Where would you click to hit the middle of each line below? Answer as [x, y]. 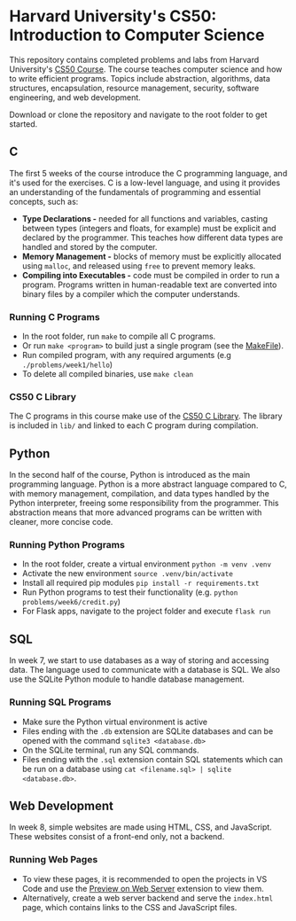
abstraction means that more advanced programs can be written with [136, 512]
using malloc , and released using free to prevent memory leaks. [139, 265]
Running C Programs [55, 316]
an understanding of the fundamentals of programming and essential [135, 191]
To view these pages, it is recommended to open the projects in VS [144, 878]
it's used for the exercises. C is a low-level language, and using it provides [145, 183]
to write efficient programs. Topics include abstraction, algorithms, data [140, 78]
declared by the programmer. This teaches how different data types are [152, 238]
